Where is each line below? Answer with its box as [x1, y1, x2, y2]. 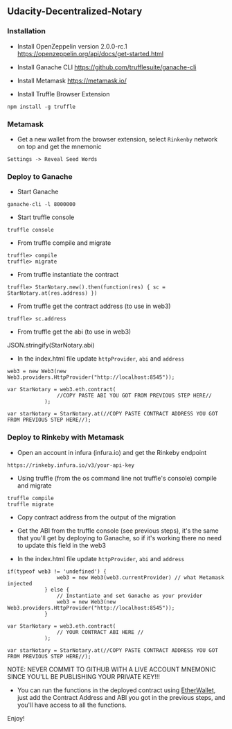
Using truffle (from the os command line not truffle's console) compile [17, 474, 217, 482]
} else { [44, 586, 70, 593]
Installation [7, 26, 46, 36]
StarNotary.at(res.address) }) [7, 290, 98, 297]
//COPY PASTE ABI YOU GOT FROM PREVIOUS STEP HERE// [56, 392, 213, 400]
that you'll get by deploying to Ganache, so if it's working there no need [17, 533, 222, 542]
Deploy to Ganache [7, 171, 73, 181]
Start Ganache [17, 187, 59, 196]
